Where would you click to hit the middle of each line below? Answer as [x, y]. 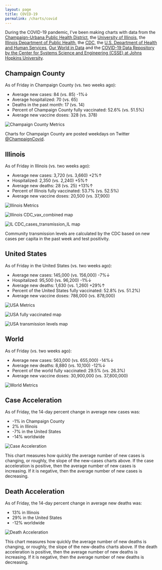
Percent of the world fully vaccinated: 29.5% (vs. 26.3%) [69, 370]
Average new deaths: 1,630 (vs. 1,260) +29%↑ [59, 285]
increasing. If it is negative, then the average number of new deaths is [74, 557]
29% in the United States [37, 518]
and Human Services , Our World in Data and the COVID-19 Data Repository [80, 48]
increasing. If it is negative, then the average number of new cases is [74, 471]
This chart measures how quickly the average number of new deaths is [76, 542]
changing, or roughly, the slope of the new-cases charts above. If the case [79, 461]
